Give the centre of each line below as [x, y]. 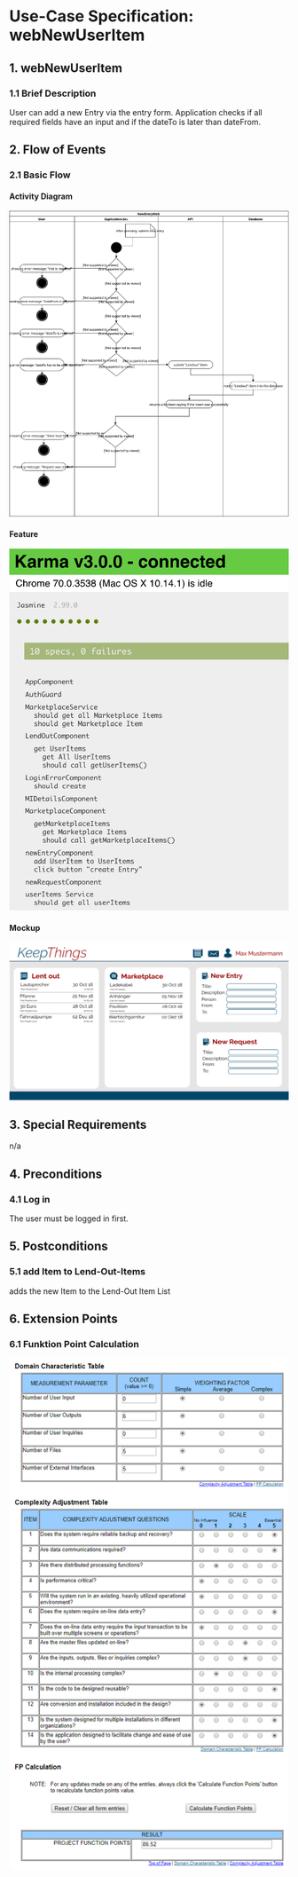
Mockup [25, 927]
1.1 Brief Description [53, 93]
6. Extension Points [63, 1319]
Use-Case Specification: [102, 16]
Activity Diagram [41, 196]
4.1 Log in [30, 1199]
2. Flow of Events [58, 150]
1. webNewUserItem [66, 68]
